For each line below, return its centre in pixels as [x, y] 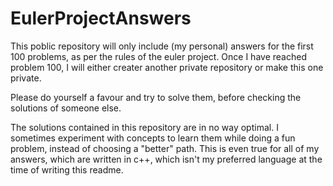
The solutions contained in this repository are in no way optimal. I [144, 127]
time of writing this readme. [67, 169]
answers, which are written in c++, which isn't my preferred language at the [166, 159]
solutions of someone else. [66, 108]
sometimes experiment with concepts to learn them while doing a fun [153, 138]
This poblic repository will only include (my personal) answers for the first [162, 46]
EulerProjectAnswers [101, 18]
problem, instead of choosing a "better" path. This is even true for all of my [165, 148]
